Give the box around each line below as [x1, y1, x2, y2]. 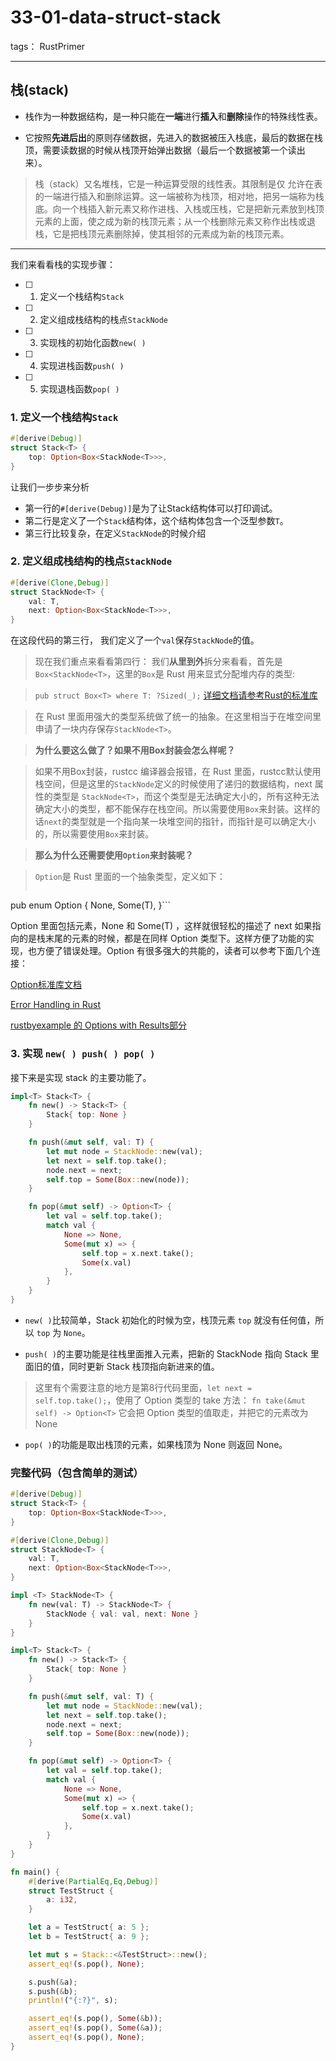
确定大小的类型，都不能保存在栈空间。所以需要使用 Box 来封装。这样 [34, 803, 312, 815]
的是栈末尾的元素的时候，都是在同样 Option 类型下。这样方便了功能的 [18, 932, 306, 945]
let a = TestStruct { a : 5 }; [28, 1922, 150, 1933]
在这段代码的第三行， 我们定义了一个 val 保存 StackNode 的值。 [10, 634, 260, 646]
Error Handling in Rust [10, 999, 102, 1011]
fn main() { [10, 1867, 60, 1877]
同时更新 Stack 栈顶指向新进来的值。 [68, 1360, 220, 1372]
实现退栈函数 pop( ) [39, 382, 120, 395]
